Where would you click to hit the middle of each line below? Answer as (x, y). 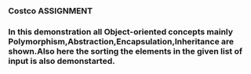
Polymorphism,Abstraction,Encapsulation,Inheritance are (121, 41)
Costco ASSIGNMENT (50, 11)
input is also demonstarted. (62, 61)
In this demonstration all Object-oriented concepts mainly (121, 31)
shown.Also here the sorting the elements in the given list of (125, 51)
